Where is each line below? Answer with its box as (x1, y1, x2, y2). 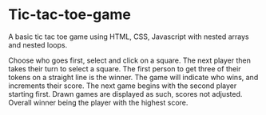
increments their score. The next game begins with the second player (8, 81, 237, 90)
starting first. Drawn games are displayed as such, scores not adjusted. (8, 89, 243, 98)
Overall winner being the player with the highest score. (8, 98, 189, 107)
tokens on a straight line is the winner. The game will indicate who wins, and (8, 72, 259, 82)
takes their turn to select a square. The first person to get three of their (8, 63, 241, 73)
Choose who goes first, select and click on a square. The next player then (8, 56, 252, 65)
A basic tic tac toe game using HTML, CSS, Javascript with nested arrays (8, 32, 249, 41)
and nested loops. (8, 40, 68, 49)
